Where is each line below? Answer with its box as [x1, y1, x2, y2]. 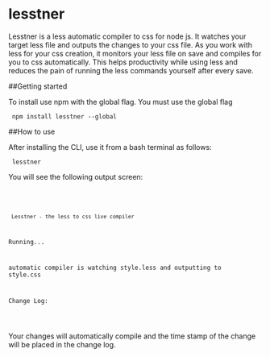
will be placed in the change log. [8, 340, 116, 350]
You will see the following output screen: [8, 172, 143, 181]
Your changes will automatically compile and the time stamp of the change [8, 331, 256, 341]
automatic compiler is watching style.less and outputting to [8, 264, 222, 272]
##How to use [8, 127, 56, 136]
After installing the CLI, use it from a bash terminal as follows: [8, 142, 212, 152]
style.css [8, 271, 42, 279]
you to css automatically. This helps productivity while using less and [8, 57, 238, 67]
